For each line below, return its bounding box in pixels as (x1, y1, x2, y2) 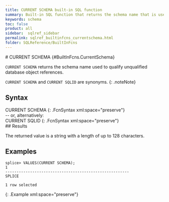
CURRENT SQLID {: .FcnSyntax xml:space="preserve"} (5, 117, 119, 123)
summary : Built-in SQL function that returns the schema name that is (5, 12, 156, 17)
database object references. (5, 69, 64, 75)
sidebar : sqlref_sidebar (5, 31, 59, 36)
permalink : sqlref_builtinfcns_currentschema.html (5, 36, 114, 41)
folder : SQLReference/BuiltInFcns (5, 40, 78, 45)
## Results (5, 123, 28, 129)
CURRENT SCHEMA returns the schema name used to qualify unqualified (5, 63, 147, 70)
